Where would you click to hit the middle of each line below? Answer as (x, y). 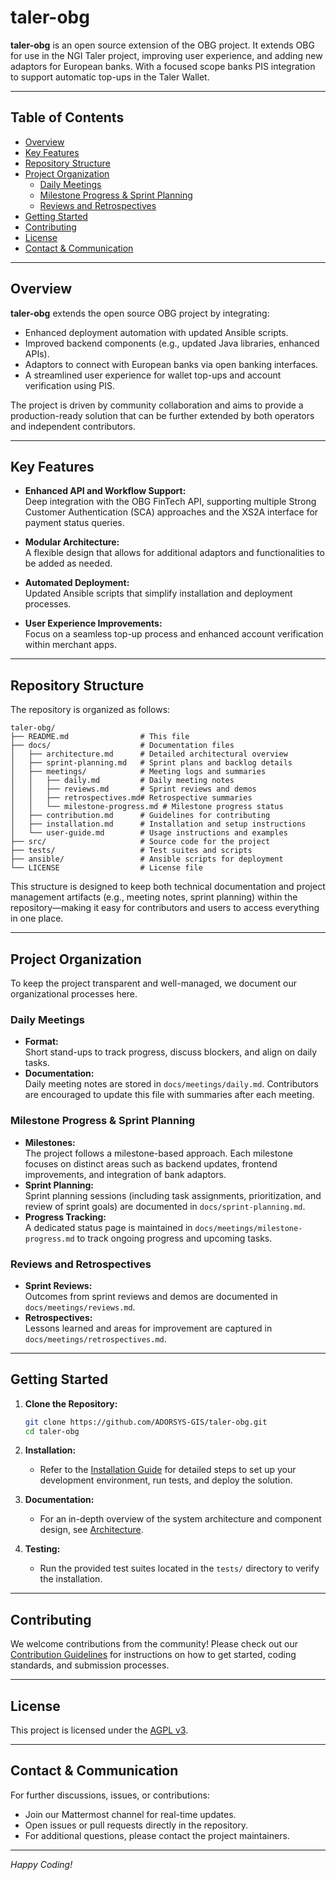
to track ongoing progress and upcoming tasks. (174, 1238)
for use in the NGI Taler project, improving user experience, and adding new (166, 55)
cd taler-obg (52, 1431)
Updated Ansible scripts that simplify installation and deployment (158, 593)
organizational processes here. (74, 994)
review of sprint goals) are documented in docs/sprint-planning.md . (165, 1206)
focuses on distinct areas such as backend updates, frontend (151, 1163)
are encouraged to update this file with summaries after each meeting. (169, 1095)
